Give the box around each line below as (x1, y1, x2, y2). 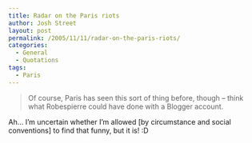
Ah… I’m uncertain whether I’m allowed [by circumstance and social (8, 117, 232, 126)
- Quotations (15, 57, 59, 65)
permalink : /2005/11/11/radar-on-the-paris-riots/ (8, 34, 181, 42)
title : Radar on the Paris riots (8, 11, 120, 20)
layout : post (8, 26, 52, 34)
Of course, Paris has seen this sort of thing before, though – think (27, 93, 244, 102)
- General (15, 49, 48, 57)
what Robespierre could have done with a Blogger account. (27, 101, 224, 111)
